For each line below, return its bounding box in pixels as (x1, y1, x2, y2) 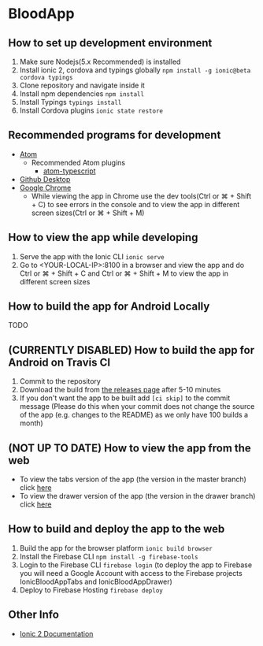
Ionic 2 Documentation (19, 629, 94, 638)
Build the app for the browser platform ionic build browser (19, 543, 213, 552)
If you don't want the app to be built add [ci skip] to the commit (19, 393, 231, 403)
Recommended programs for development (8, 128, 221, 142)
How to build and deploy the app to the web (8, 522, 225, 536)
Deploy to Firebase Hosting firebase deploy (19, 585, 163, 595)
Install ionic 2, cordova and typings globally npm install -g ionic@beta (19, 65, 251, 75)
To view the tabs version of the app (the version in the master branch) (19, 474, 246, 484)
